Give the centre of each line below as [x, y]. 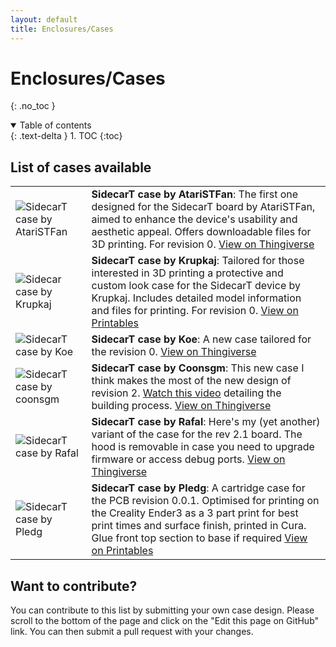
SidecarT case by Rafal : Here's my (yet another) [206, 422]
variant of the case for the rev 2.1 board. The [197, 434]
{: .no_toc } [33, 106]
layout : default [44, 19]
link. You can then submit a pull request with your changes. [132, 632]
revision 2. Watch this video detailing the [186, 393]
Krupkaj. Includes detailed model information [196, 298]
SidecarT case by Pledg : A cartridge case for [198, 488]
